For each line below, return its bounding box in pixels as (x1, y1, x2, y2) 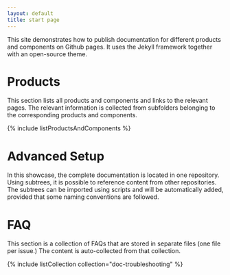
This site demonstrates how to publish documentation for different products (7, 35, 222, 43)
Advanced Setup (7, 148, 105, 164)
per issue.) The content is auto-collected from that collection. (7, 247, 181, 255)
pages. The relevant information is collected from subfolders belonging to (7, 104, 216, 112)
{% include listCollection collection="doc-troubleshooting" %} (7, 260, 183, 268)
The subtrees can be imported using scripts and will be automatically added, (7, 186, 224, 194)
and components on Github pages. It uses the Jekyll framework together (7, 43, 213, 51)
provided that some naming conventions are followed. (7, 193, 159, 201)
